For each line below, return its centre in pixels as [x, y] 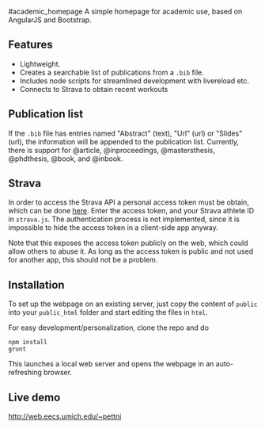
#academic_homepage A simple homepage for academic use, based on [125, 11]
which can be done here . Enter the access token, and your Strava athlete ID [131, 211]
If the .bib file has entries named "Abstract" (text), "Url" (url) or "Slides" [125, 133]
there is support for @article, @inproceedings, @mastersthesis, [112, 150]
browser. [58, 373]
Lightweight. [40, 63]
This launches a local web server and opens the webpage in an [111, 364]
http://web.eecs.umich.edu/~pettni [65, 416]
